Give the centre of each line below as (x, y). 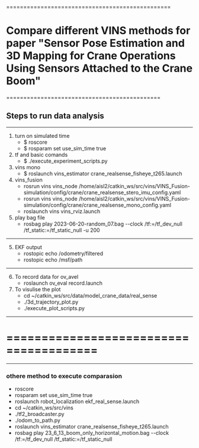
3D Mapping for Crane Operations (91, 56)
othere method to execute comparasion (64, 376)
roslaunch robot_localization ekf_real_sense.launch (77, 401)
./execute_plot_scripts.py (54, 308)
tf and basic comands (41, 154)
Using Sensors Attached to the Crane (99, 68)
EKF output (28, 247)
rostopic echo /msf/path (53, 260)
